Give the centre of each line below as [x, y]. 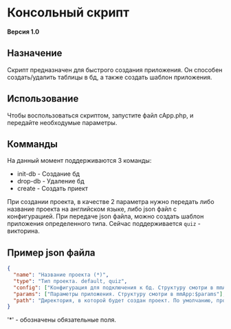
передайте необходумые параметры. [62, 122]
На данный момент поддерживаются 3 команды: [79, 161]
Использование [43, 99]
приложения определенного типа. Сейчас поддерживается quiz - [104, 224]
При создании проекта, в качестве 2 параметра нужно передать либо [111, 202]
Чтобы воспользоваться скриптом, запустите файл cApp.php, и [100, 115]
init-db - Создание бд [48, 174]
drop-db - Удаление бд [51, 181]
